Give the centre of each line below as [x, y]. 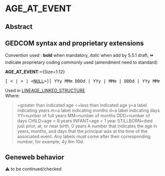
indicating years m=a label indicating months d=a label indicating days [88, 110]
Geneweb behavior [35, 157]
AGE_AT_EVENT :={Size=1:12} [35, 72]
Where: [13, 96]
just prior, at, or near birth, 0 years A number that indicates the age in [87, 126]
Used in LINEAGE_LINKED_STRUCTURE [45, 91]
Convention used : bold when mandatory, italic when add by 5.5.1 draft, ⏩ [80, 55]
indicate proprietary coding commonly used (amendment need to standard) [82, 62]
